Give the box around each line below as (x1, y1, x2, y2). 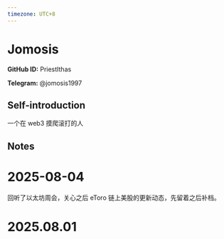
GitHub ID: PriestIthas (7, 65, 72, 73)
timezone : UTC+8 (7, 10, 55, 18)
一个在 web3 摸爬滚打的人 (7, 119, 84, 128)
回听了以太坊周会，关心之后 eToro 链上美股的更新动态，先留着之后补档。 (7, 193, 220, 202)
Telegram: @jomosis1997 (7, 78, 82, 87)
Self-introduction (7, 99, 86, 111)
